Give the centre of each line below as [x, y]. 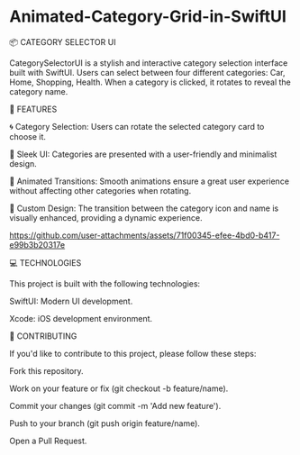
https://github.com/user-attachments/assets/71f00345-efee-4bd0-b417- [145, 235]
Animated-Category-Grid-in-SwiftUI [148, 17]
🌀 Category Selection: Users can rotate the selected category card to [137, 126]
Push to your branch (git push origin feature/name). [105, 423]
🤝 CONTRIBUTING [43, 336]
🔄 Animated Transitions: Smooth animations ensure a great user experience [150, 181]
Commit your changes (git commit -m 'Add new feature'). [115, 405]
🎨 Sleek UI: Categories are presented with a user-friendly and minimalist [143, 154]
